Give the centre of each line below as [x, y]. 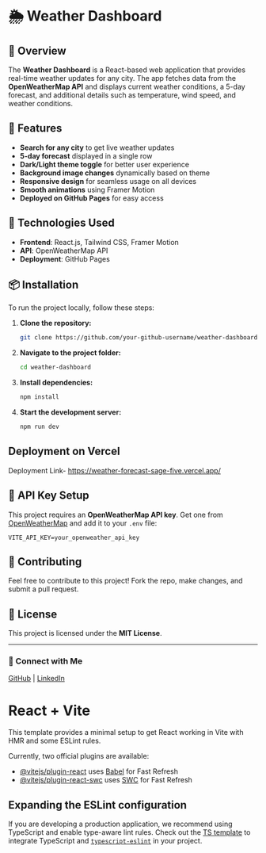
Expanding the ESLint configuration [98, 805]
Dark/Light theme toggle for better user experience [104, 164]
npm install [39, 397]
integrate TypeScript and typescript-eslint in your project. [105, 841]
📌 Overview [37, 50]
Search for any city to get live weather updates [97, 147]
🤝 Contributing [45, 562]
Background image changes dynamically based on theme [115, 173]
